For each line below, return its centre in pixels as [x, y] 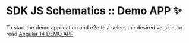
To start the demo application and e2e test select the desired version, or [94, 27]
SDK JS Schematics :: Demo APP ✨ [94, 11]
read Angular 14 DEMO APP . [41, 34]
